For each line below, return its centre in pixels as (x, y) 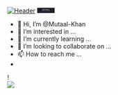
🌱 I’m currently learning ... (54, 39)
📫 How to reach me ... (49, 54)
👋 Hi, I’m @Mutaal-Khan (51, 24)
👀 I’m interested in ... (47, 32)
